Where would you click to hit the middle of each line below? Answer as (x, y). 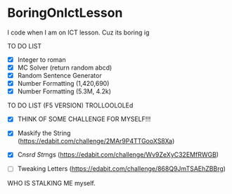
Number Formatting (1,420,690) (63, 84)
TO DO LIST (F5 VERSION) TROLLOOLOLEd (70, 105)
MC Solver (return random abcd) (65, 67)
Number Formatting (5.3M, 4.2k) (64, 91)
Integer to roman (41, 59)
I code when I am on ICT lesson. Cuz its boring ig (78, 32)
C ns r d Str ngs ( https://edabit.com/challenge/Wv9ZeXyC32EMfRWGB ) (118, 155)
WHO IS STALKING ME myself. (52, 183)
